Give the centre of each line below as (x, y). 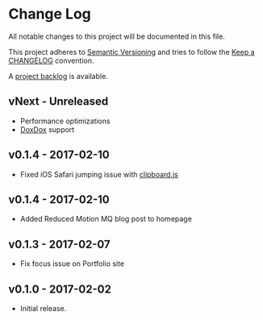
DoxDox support (47, 129)
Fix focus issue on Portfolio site (72, 264)
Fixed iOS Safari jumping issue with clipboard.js (99, 174)
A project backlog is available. (58, 76)
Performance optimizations (65, 121)
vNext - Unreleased (58, 102)
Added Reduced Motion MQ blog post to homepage (106, 219)
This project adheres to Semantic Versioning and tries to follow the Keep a (132, 52)
